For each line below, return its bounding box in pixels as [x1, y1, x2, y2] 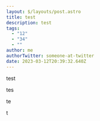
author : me [6, 47, 33, 53]
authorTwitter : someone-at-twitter [6, 53, 95, 59]
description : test [6, 20, 52, 26]
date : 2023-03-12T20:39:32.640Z [6, 58, 86, 64]
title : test [6, 14, 36, 20]
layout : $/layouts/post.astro [6, 8, 82, 15]
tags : [6, 25, 20, 31]
